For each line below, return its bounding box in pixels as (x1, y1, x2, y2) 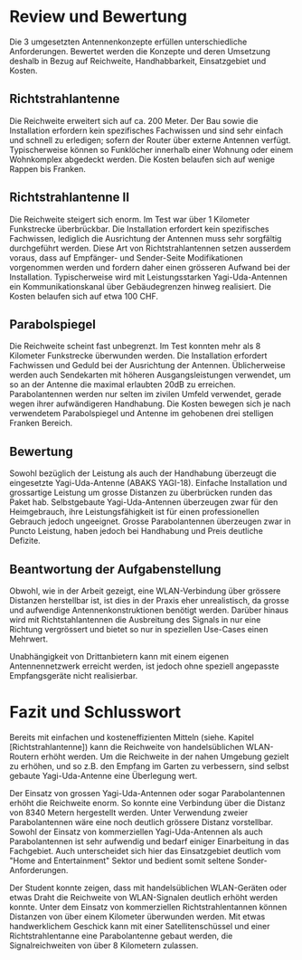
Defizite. (9, 536, 41, 547)
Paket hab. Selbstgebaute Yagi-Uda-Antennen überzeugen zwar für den (9, 497, 278, 508)
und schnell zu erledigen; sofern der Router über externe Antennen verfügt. (9, 134, 291, 146)
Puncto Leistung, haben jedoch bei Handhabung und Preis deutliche (9, 526, 264, 537)
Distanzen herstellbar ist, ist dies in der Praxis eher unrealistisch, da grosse (9, 595, 289, 605)
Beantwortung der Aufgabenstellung (9, 561, 222, 576)
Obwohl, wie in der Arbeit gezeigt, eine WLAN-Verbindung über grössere (9, 585, 281, 596)
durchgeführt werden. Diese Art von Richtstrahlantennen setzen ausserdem (9, 242, 291, 253)
